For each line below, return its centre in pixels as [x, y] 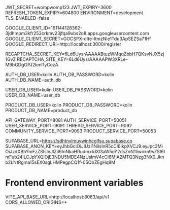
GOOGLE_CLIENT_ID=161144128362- [44, 28]
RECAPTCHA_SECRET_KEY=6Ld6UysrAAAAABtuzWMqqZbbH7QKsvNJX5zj [85, 54]
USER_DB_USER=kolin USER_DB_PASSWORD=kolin [59, 90]
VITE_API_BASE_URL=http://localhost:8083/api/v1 [57, 197]
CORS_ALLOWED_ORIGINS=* [36, 202]
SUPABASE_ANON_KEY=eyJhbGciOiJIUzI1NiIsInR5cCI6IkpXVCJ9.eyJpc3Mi [84, 146]
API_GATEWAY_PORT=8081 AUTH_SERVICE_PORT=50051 [66, 120]
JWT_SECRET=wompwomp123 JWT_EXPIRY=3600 [58, 7]
